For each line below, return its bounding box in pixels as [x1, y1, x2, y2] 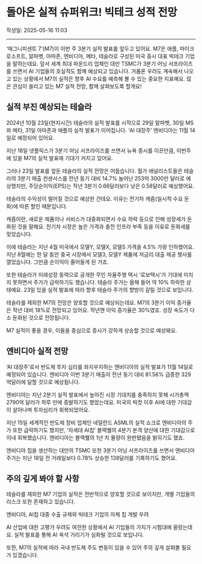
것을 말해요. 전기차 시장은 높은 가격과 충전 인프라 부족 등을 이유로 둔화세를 [17, 223, 191, 230]
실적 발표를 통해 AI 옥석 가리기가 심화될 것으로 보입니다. [14, 531, 144, 539]
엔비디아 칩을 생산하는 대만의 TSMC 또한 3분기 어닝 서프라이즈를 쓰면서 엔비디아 [6, 447, 195, 454]
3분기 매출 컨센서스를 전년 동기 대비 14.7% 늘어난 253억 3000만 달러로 [17, 175, 185, 182]
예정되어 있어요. [17, 134, 55, 141]
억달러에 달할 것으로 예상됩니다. [6, 378, 81, 385]
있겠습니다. [12, 551, 39, 559]
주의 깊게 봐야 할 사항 [6, 473, 79, 483]
